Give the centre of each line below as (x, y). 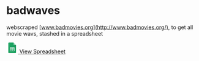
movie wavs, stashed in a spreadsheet (55, 33)
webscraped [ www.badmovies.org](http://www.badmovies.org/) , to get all (100, 27)
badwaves (33, 11)
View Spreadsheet (43, 51)
